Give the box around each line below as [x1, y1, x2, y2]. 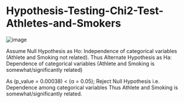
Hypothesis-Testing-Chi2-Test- [6, 4, 164, 18]
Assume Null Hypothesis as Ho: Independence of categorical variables [6, 47, 178, 54]
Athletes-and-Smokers [6, 16, 122, 30]
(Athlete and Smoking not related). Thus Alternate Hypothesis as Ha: [6, 54, 172, 61]
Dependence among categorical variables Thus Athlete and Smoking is [6, 84, 178, 91]
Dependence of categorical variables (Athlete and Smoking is [6, 60, 155, 67]
